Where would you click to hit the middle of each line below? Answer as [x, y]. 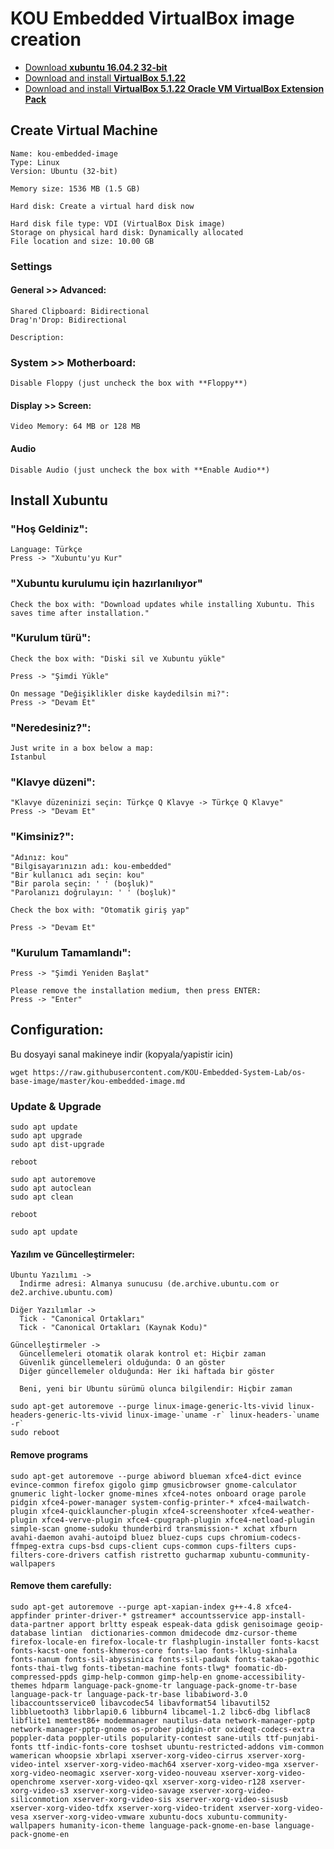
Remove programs [49, 1454]
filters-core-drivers [55, 1555]
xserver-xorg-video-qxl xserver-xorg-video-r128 [163, 1782]
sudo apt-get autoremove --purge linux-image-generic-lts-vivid [147, 1407]
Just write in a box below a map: [82, 748]
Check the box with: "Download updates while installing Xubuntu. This [162, 604]
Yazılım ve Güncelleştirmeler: [72, 1254]
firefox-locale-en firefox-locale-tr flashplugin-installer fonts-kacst [165, 1642]
